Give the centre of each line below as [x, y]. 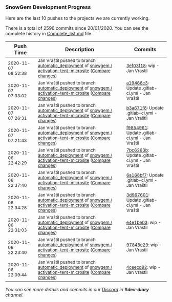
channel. [15, 295]
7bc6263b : [138, 150]
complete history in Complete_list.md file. [49, 34]
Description [80, 50]
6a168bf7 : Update [145, 175]
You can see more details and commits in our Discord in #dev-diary [77, 290]
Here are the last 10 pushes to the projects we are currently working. [78, 18]
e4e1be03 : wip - [144, 223]
